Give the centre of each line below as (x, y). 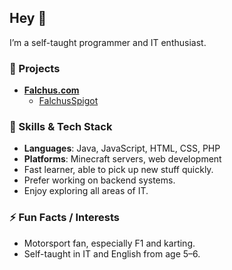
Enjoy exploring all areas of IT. (86, 191)
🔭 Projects (35, 68)
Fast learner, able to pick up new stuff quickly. (118, 170)
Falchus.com (51, 90)
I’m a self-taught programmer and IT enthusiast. (108, 42)
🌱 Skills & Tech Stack (61, 127)
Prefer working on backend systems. (99, 180)
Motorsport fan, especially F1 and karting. (109, 243)
